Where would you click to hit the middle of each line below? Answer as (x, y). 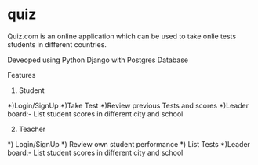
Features (22, 75)
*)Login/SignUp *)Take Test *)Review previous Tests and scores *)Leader (128, 105)
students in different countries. (57, 44)
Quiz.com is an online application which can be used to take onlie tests (122, 36)
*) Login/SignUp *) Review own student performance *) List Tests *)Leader (129, 144)
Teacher (32, 129)
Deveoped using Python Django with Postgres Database (98, 60)
